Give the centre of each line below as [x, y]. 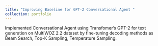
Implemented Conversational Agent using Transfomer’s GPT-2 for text [76, 28]
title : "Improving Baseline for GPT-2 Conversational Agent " [70, 9]
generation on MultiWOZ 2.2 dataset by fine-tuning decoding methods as [79, 33]
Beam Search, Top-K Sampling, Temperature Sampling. [61, 38]
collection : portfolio [28, 14]
